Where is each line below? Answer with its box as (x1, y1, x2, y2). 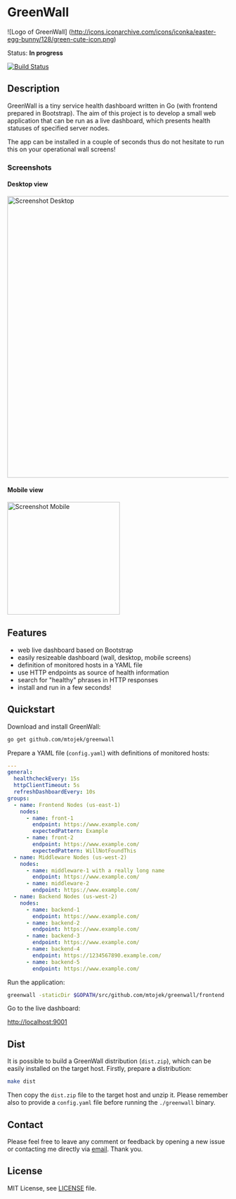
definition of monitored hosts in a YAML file (17, 660, 143, 669)
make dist (7, 1078, 37, 1085)
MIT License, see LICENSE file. (7, 1184, 97, 1192)
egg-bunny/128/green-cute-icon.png (7, 34, 114, 43)
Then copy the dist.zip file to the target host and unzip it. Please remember (7, 1091, 228, 1099)
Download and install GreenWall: (7, 722, 101, 731)
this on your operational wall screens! (7, 145, 116, 153)
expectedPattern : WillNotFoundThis (32, 847, 137, 854)
